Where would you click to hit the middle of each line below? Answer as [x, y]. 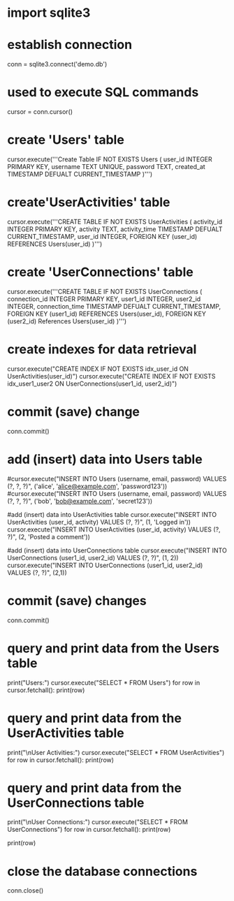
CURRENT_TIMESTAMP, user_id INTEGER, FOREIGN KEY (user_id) [102, 236]
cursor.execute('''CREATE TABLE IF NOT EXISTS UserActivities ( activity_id [115, 221]
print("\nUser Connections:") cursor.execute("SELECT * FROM [98, 822]
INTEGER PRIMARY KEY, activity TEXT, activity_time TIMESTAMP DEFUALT [115, 229]
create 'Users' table [66, 140]
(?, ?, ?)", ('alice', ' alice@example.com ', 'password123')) [87, 486]
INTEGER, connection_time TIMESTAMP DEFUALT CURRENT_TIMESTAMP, [114, 306]
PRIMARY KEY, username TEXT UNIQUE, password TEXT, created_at [107, 167]
